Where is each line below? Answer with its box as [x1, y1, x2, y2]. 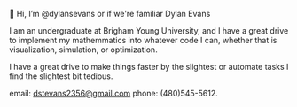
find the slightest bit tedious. [9, 71, 113, 81]
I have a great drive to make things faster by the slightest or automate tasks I [9, 62, 289, 72]
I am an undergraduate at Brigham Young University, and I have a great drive [9, 26, 289, 35]
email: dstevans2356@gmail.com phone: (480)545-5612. [9, 88, 219, 98]
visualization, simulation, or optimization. [9, 44, 158, 55]
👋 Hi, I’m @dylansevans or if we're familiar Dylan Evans [9, 9, 211, 19]
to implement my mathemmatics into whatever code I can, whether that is [9, 35, 277, 45]
